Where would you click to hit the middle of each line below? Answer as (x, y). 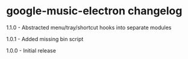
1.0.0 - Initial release (31, 50)
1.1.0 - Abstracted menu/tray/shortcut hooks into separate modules (89, 27)
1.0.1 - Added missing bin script (45, 39)
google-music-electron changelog (94, 11)
